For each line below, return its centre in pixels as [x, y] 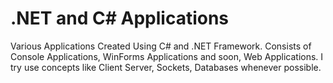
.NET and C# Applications [120, 18]
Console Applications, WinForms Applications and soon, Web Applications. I [167, 56]
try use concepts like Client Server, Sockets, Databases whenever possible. [166, 67]
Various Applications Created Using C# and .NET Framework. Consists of [161, 46]
